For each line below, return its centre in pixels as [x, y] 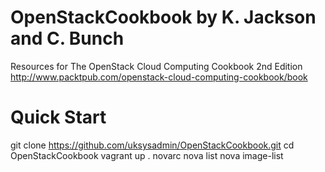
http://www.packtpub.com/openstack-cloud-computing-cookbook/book [159, 77]
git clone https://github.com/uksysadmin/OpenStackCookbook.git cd [152, 145]
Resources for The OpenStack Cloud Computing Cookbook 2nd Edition [156, 66]
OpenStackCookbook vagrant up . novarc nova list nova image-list [147, 155]
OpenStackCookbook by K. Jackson [163, 17]
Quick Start [58, 117]
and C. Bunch [67, 38]
